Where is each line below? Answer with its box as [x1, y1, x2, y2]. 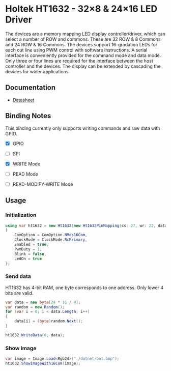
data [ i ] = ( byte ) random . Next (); [14, 319, 83, 324]
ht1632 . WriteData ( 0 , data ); [5, 332, 65, 337]
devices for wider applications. [5, 68, 70, 74]
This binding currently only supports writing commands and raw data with [5, 125, 160, 131]
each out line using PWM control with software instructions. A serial [5, 47, 148, 53]
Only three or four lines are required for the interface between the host [5, 58, 154, 64]
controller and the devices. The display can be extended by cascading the [5, 63, 161, 69]
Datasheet [12, 97, 35, 103]
